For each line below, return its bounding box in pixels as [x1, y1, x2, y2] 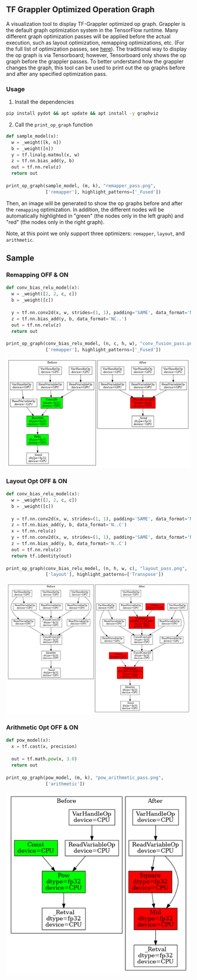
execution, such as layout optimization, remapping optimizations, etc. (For [6, 39, 185, 46]
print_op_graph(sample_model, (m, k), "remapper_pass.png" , [6, 182, 157, 189]
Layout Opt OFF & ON [6, 476, 67, 485]
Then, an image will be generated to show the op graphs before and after [6, 199, 183, 206]
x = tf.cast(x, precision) [11, 744, 77, 749]
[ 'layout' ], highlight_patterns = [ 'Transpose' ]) [45, 572, 164, 578]
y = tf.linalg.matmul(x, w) [11, 152, 80, 158]
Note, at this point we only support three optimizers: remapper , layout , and [6, 229, 185, 237]
